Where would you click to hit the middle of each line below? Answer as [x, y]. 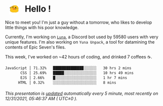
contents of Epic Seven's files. [36, 47]
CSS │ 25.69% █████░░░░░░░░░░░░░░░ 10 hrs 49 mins [77, 73]
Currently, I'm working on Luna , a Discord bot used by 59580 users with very [82, 37]
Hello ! [38, 9]
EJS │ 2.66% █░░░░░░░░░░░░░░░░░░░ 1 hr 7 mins [74, 78]
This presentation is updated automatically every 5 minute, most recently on [81, 93]
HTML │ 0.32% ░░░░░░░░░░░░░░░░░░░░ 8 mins [67, 83]
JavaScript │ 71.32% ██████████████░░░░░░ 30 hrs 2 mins [68, 68]
